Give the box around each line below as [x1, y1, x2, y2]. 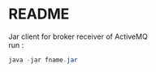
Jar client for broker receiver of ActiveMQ [8, 32, 148, 41]
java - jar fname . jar [8, 56, 79, 64]
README [8, 5, 70, 23]
